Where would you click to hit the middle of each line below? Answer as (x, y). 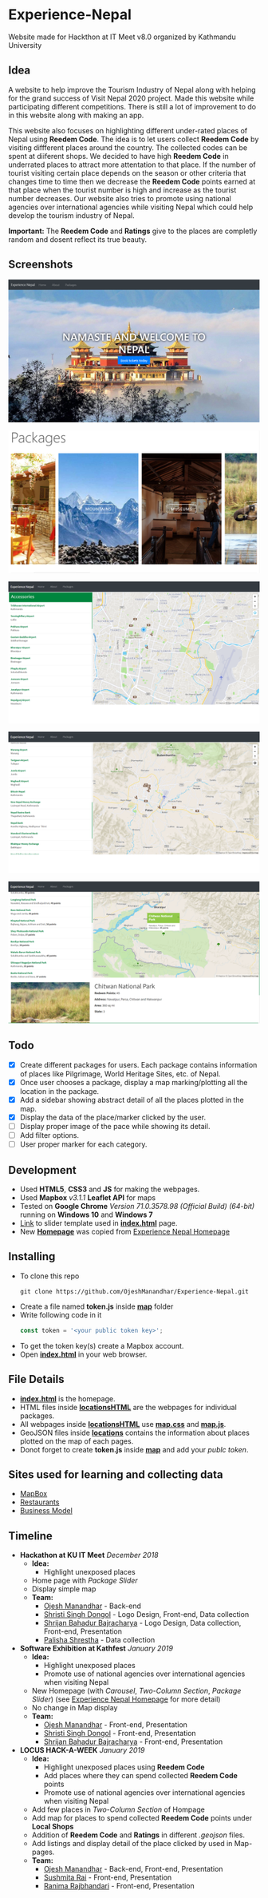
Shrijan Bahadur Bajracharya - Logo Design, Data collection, (142, 1623)
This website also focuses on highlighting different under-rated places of (128, 130)
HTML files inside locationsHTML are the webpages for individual (128, 1407)
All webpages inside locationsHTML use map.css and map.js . (123, 1424)
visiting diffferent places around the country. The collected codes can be (128, 147)
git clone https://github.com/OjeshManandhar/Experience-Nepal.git (134, 1291)
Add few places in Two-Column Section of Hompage (118, 1809)
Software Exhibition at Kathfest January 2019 (97, 1648)
